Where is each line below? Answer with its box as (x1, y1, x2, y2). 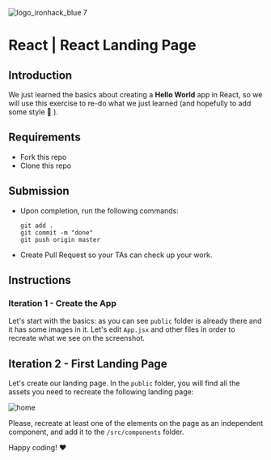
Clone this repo (19, 161, 71, 170)
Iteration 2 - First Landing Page (8, 357, 167, 371)
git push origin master (19, 235, 101, 243)
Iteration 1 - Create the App (8, 297, 117, 308)
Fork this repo (19, 152, 67, 161)
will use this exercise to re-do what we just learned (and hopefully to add (8, 98, 252, 108)
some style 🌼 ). (8, 107, 59, 117)
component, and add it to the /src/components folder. (8, 427, 184, 437)
